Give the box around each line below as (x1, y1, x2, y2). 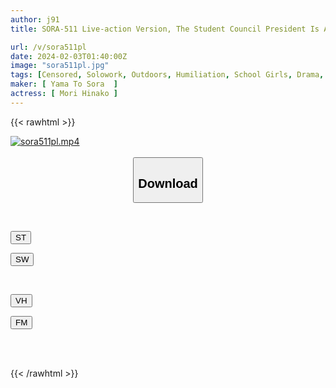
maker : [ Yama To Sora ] (10, 79, 118, 90)
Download (138, 176, 198, 191)
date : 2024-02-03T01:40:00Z (10, 51, 128, 61)
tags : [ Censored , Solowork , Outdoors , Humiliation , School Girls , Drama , (10, 70, 325, 80)
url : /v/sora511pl (10, 42, 87, 52)
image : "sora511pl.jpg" (10, 61, 110, 71)
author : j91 (10, 14, 60, 25)
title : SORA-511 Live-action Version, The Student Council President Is (10, 24, 320, 34)
